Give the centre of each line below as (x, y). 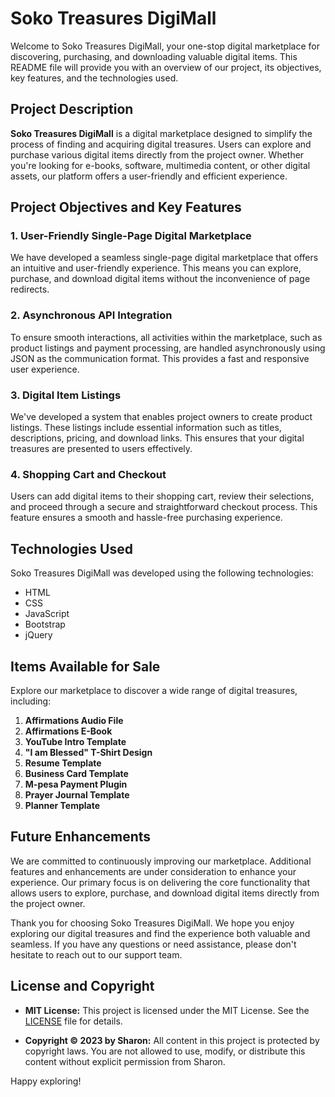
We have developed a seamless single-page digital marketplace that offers (164, 258)
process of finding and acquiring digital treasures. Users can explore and (161, 144)
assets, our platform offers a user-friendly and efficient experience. (149, 176)
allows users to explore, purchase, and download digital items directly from (165, 893)
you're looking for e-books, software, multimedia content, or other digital (160, 165)
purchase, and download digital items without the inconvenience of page (160, 279)
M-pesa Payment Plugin (76, 784)
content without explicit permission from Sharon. (125, 1061)
